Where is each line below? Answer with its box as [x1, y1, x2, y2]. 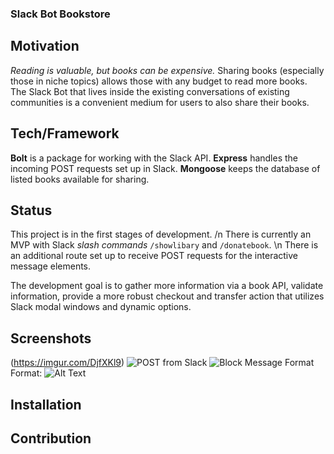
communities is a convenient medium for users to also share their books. [10, 96, 310, 108]
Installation [10, 396, 82, 413]
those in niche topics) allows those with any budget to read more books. [10, 75, 308, 87]
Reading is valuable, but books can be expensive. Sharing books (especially [10, 64, 325, 76]
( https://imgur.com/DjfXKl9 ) [10, 357, 125, 369]
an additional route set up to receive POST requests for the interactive [10, 250, 298, 262]
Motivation [10, 38, 80, 55]
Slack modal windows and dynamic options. [10, 301, 192, 313]
